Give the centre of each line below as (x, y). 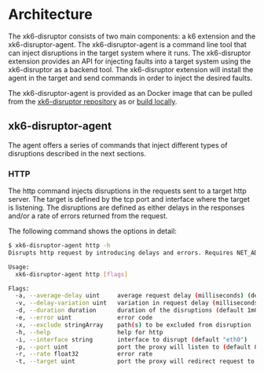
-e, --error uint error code (84, 318)
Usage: (19, 267)
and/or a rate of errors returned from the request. (88, 216)
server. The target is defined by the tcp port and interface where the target (129, 199)
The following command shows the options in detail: (92, 231)
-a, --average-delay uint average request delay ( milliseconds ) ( (133, 296)
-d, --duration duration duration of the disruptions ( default (130, 311)
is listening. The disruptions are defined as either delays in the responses (126, 208)
